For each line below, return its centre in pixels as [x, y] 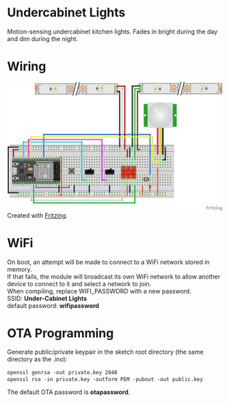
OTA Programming [60, 333]
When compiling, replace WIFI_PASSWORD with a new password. [99, 291]
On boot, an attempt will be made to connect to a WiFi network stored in [108, 262]
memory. [19, 269]
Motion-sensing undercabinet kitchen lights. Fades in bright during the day [112, 31]
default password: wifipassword [53, 305]
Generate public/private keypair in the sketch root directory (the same [105, 352]
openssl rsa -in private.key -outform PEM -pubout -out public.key [105, 380]
